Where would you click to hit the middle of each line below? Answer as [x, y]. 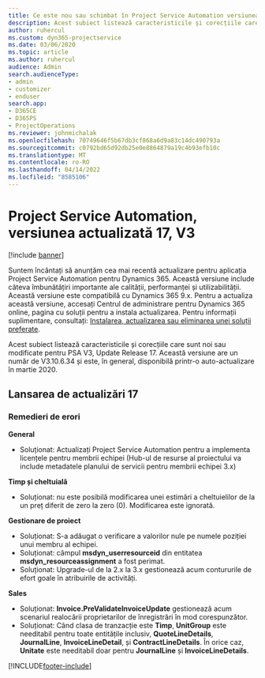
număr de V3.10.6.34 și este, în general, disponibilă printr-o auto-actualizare [131, 361]
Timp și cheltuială [38, 481]
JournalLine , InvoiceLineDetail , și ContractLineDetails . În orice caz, [132, 642]
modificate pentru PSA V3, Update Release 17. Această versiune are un [123, 352]
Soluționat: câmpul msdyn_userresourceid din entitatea [111, 552]
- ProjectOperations [42, 126]
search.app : [28, 104]
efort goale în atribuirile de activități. [78, 578]
